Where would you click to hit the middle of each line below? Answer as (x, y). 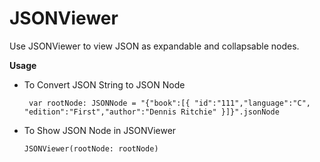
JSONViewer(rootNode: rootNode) (91, 148)
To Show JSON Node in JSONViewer (100, 130)
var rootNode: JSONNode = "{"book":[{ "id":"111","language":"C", (169, 103)
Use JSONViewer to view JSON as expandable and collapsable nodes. (154, 46)
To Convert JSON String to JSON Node (104, 84)
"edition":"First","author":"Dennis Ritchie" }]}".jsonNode (151, 112)
